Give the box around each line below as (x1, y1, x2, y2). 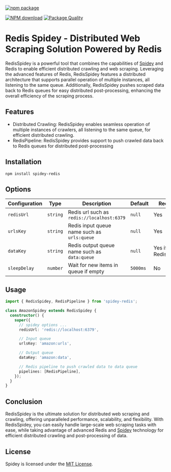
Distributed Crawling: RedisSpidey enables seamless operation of (12, 121, 150, 127)
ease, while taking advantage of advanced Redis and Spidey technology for (5, 427, 164, 433)
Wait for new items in (68, 262, 119, 269)
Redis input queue (68, 222, 111, 229)
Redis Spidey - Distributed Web (5, 33, 140, 44)
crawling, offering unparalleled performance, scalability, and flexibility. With (5, 416, 164, 423)
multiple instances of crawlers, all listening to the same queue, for (12, 127, 151, 133)
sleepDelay (8, 265, 34, 271)
